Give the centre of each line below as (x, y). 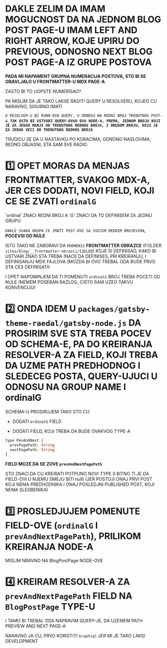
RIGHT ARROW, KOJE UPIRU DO (72, 41)
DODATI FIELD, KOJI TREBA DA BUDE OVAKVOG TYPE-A (71, 431)
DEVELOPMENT (22, 641)
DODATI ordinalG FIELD (37, 421)
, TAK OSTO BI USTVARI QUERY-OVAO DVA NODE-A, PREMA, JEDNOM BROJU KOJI (84, 120)
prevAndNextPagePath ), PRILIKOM (73, 536)
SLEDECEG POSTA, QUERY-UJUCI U (81, 376)
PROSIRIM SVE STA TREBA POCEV (78, 334)
